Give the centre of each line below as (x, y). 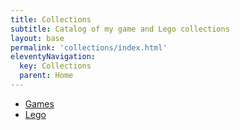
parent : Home (46, 76)
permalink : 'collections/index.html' (89, 47)
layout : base (37, 38)
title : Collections (51, 19)
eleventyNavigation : (53, 57)
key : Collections (55, 66)
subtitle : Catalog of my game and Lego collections (120, 29)
